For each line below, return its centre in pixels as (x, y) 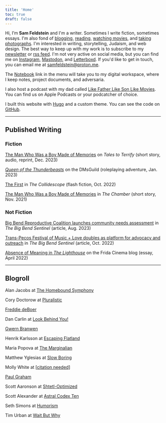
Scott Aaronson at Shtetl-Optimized (41, 387)
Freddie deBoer (21, 310)
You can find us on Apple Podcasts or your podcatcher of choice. (72, 94)
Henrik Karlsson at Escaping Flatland (42, 339)
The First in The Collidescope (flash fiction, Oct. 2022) (61, 185)
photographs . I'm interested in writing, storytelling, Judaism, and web (76, 44)
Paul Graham (18, 377)
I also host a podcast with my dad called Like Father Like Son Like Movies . (81, 89)
